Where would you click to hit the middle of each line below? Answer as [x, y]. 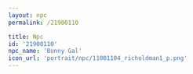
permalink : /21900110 [44, 23]
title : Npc [26, 37]
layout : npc [27, 15]
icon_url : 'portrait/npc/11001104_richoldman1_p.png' [98, 58]
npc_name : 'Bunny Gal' [45, 51]
